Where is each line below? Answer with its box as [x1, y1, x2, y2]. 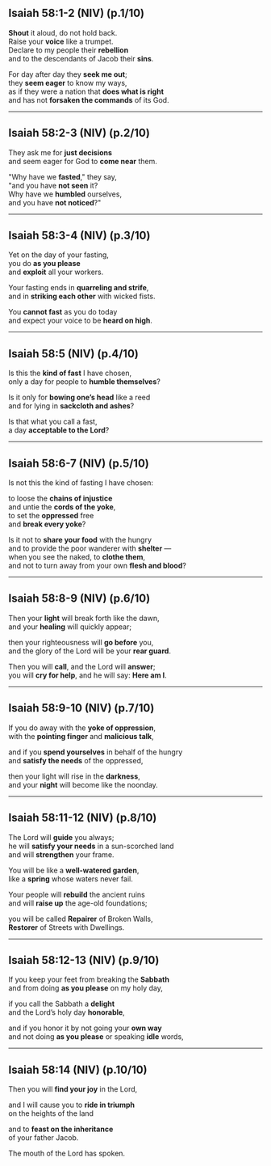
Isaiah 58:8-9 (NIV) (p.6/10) [8, 592, 151, 606]
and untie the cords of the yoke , [8, 502, 116, 512]
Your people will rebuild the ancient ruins [8, 889, 145, 899]
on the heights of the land [8, 1109, 94, 1118]
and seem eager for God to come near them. [8, 156, 157, 166]
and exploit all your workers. [8, 267, 104, 277]
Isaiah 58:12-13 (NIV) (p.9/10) [8, 953, 160, 967]
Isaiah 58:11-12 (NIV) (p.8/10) [8, 811, 157, 825]
